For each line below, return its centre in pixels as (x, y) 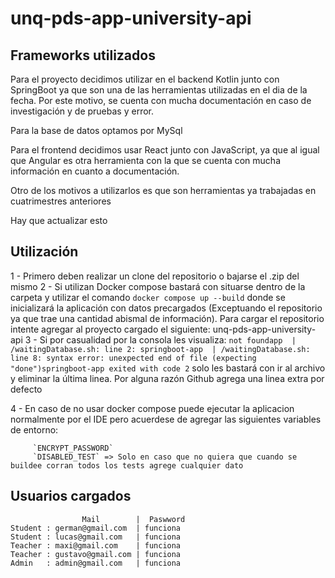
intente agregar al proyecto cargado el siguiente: (110, 329)
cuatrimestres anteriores (61, 201)
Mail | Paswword (133, 519)
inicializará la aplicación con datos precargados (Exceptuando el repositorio (166, 308)
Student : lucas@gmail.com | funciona (96, 537)
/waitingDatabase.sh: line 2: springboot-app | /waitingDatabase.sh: (160, 349)
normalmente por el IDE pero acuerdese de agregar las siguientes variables (166, 419)
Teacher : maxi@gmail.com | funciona (96, 545)
